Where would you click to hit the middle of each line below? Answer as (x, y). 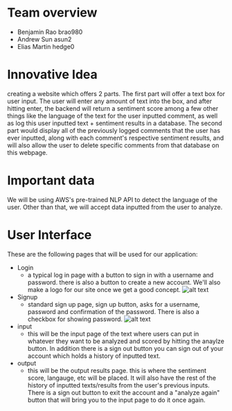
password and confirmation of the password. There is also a (113, 311)
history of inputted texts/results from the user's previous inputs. (118, 385)
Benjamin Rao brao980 (50, 32)
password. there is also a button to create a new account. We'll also (124, 282)
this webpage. (27, 152)
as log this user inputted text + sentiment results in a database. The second (115, 123)
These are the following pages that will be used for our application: (102, 254)
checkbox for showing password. (75, 319)
